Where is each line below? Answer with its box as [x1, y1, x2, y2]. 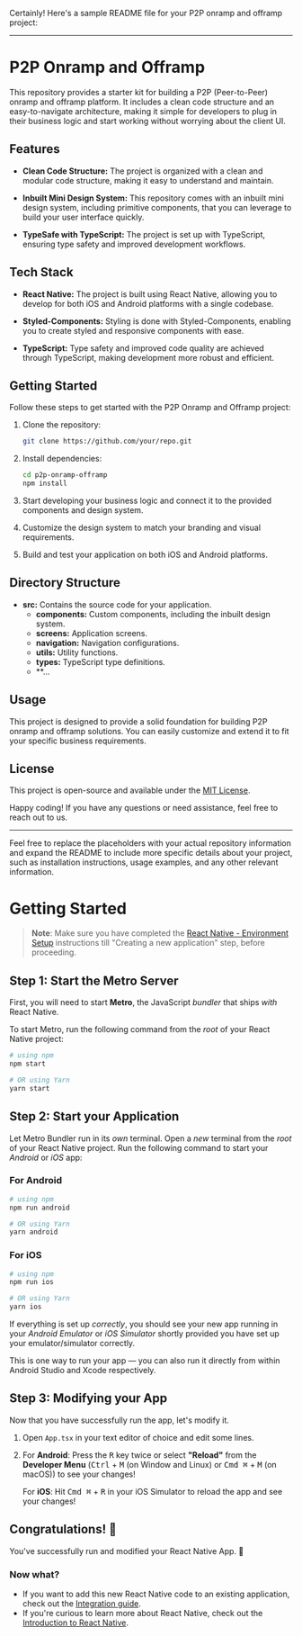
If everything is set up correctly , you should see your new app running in [9, 1318, 279, 1330]
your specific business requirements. [9, 735, 147, 746]
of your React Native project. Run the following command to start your [9, 1142, 269, 1153]
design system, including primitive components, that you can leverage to [22, 202, 292, 212]
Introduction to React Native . [22, 1617, 129, 1628]
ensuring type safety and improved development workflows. [22, 238, 246, 249]
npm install [22, 479, 67, 489]
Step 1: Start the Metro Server [9, 973, 179, 988]
